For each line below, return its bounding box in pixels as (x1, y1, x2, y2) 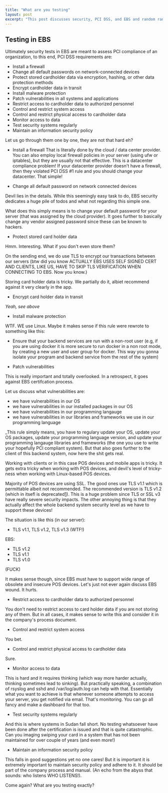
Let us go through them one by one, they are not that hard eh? (5, 137, 133, 143)
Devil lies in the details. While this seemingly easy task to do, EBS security (5, 193, 158, 199)
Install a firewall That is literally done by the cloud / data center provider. (12, 147, 161, 153)
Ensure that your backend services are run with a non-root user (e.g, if (12, 338, 158, 344)
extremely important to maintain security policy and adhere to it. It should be (5, 762, 162, 768)
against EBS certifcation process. (5, 379, 74, 385)
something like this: (5, 328, 45, 334)
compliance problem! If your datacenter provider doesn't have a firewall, (12, 163, 161, 169)
